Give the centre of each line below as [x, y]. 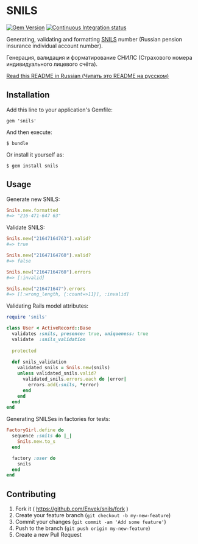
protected [24, 351]
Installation [28, 95]
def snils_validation [39, 362]
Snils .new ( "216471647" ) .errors [46, 289]
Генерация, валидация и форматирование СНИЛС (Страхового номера [100, 57]
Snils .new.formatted [33, 210]
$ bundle [17, 143]
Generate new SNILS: [33, 199]
